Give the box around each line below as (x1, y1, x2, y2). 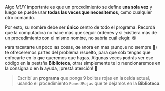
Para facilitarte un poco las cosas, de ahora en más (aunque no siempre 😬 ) (5, 45, 157, 50)
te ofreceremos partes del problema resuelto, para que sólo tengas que (5, 49, 151, 55)
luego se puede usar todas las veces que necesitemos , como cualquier (5, 9, 152, 15)
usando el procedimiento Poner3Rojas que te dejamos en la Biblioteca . (17, 80, 161, 86)
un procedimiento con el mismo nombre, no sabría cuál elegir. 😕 (5, 35, 137, 41)
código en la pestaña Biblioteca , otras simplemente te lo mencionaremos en (5, 60, 161, 66)
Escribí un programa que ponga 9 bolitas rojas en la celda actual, (17, 75, 151, 81)
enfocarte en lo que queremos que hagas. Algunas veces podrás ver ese (5, 55, 154, 61)
